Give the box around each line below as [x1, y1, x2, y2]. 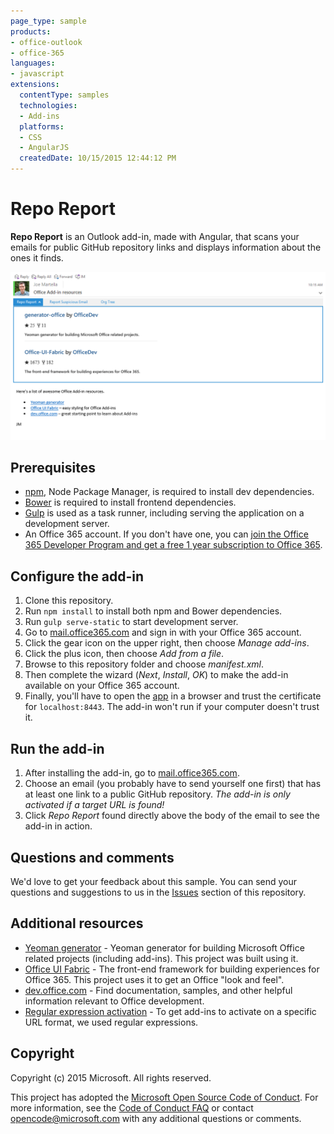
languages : [10, 58, 56, 69]
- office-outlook [10, 37, 83, 47]
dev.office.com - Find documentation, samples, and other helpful [24, 984, 293, 996]
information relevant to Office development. [24, 995, 205, 1007]
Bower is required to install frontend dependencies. [24, 496, 237, 509]
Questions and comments [10, 849, 175, 866]
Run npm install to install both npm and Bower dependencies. [24, 605, 283, 617]
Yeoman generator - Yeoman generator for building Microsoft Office [24, 941, 305, 954]
